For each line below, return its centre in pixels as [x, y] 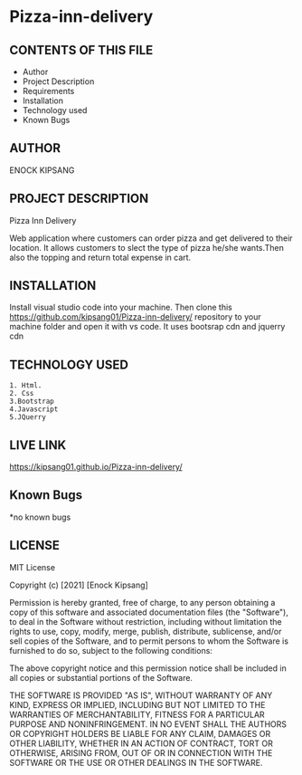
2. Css [22, 394]
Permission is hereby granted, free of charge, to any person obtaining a [142, 602]
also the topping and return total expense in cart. [100, 257]
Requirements [48, 91]
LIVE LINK [38, 445]
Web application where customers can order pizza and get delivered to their [151, 238]
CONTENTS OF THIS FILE [81, 50]
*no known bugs [40, 517]
